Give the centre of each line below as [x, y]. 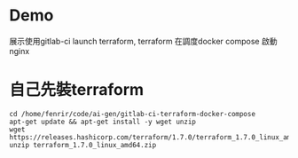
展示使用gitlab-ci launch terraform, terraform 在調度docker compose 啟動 [143, 41]
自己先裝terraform [77, 90]
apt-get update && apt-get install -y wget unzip [103, 122]
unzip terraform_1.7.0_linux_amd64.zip [83, 145]
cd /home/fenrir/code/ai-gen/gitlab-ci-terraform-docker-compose [132, 114]
